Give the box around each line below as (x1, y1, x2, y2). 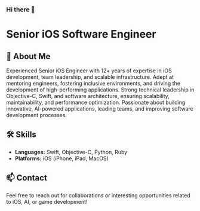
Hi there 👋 (6, 5, 36, 14)
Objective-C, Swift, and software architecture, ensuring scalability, (6, 92, 170, 99)
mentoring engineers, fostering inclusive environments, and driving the (6, 79, 181, 87)
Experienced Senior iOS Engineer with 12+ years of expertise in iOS (6, 67, 172, 74)
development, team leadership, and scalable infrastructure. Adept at (6, 73, 174, 80)
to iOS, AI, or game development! (6, 198, 88, 205)
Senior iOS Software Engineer (6, 27, 156, 41)
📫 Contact (6, 173, 48, 183)
